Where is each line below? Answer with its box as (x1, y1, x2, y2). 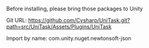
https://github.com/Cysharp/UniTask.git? (28, 17, 130, 23)
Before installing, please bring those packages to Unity (6, 5, 144, 12)
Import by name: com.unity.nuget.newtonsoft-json (6, 35, 131, 41)
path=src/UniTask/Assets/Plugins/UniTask (6, 23, 112, 30)
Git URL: (6, 17, 27, 23)
